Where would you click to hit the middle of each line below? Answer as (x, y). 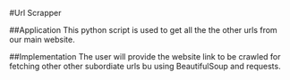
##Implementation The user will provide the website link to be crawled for (145, 56)
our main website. (42, 40)
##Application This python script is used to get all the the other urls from (143, 30)
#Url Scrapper (35, 13)
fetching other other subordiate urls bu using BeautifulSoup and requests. (145, 66)
